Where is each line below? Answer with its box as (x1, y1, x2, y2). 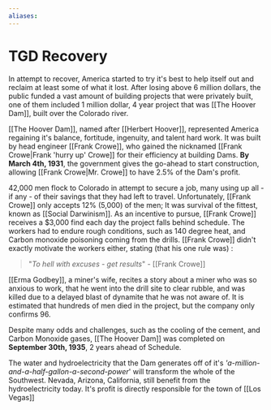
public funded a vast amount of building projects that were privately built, (8, 91, 254, 101)
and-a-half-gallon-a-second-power (8, 366, 130, 376)
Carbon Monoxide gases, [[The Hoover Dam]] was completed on (8, 334, 226, 343)
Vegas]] (8, 392, 35, 402)
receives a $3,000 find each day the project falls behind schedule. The (8, 217, 245, 227)
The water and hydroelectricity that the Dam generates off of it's (8, 358, 224, 368)
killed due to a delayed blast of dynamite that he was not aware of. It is (8, 291, 244, 301)
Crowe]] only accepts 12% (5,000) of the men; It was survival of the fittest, (8, 200, 258, 209)
